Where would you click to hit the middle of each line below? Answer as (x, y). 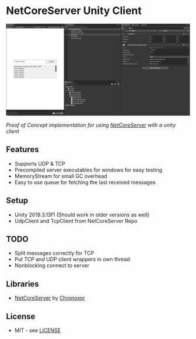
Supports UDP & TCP (40, 163)
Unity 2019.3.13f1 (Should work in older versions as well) (82, 215)
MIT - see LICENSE (38, 330)
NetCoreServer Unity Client (74, 11)
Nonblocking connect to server (52, 265)
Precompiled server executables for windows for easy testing (88, 170)
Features (22, 150)
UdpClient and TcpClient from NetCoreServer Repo (76, 221)
